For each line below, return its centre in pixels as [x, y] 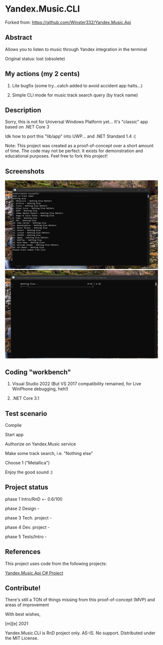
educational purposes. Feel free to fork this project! [56, 156]
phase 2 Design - [22, 508]
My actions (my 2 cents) [42, 74]
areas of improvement [27, 605]
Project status [27, 487]
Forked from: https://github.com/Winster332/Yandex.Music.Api [68, 22]
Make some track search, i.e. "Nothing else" [49, 454]
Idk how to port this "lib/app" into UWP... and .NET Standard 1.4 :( [70, 136]
